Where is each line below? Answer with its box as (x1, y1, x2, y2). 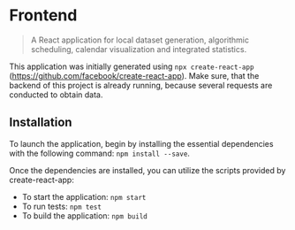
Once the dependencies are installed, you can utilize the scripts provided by (9, 165, 286, 175)
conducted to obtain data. (9, 89, 103, 100)
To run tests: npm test (21, 201, 102, 211)
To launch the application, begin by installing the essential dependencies (9, 138, 274, 149)
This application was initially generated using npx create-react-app (9, 61, 254, 72)
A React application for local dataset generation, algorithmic (30, 34, 250, 45)
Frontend (9, 5, 78, 26)
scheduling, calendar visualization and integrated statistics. (30, 43, 247, 54)
